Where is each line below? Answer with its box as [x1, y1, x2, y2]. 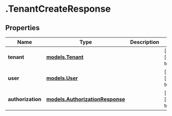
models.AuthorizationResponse [46, 96, 125, 103]
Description [130, 39, 160, 45]
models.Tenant [46, 54, 83, 60]
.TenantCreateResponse [5, 3, 111, 15]
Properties [5, 24, 40, 32]
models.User [46, 75, 78, 82]
